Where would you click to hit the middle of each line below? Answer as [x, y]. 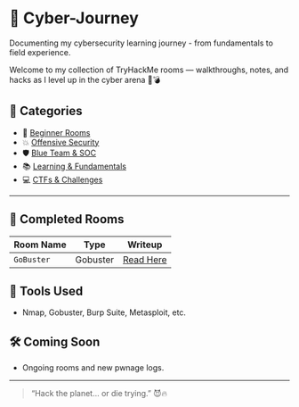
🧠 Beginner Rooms [56, 132]
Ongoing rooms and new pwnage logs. [93, 368]
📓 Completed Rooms [67, 219]
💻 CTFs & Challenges [62, 179]
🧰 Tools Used [46, 291]
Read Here [145, 260]
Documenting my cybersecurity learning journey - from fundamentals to [141, 43]
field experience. [40, 52]
